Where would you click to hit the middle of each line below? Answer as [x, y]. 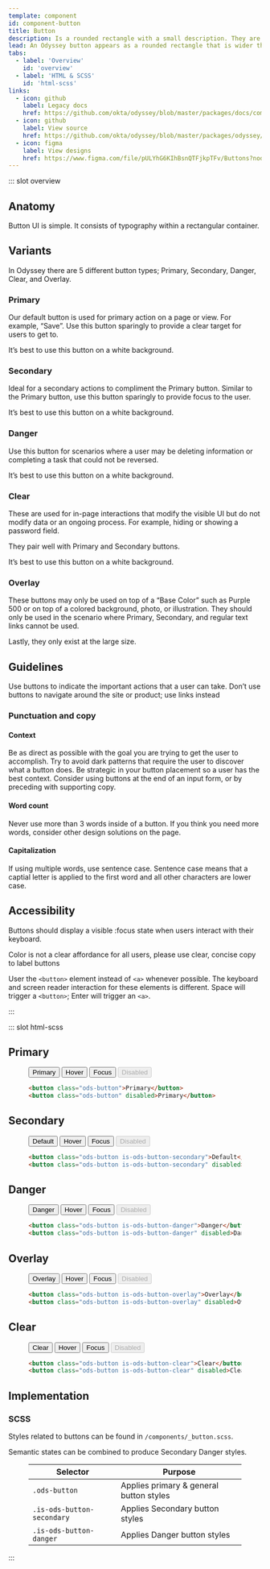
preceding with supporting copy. [62, 787]
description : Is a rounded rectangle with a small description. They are [135, 38]
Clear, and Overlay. [40, 279]
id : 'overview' [48, 68]
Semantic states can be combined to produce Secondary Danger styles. [128, 1452]
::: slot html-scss [36, 1027]
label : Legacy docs [55, 106]
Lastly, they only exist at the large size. [72, 642]
